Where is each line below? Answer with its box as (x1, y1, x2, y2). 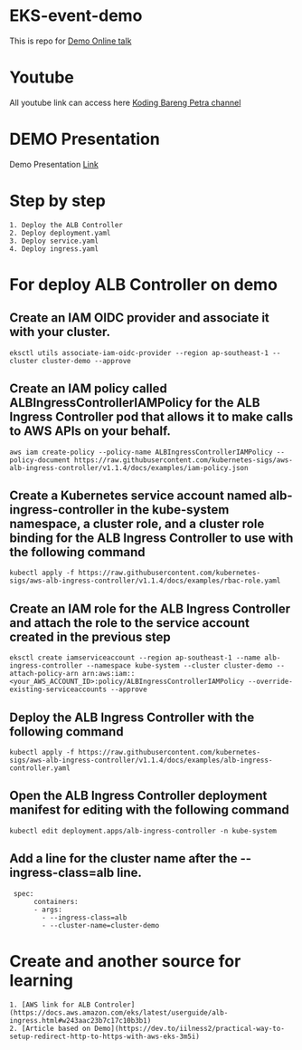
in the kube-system (117, 502, 230, 517)
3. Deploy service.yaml (9, 236, 99, 246)
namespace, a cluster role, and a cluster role (9, 515, 265, 531)
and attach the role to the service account (9, 615, 250, 631)
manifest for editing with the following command (9, 803, 289, 818)
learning (9, 970, 74, 990)
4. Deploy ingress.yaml (9, 244, 99, 254)
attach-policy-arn (9, 669, 79, 679)
